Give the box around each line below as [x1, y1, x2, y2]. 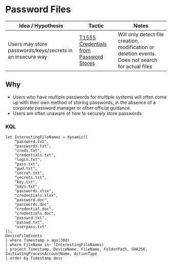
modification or [117, 44, 155, 51]
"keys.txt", [14, 184, 40, 189]
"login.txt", [14, 157, 42, 162]
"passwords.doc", [14, 202, 52, 207]
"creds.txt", [14, 148, 42, 153]
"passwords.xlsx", [14, 189, 54, 194]
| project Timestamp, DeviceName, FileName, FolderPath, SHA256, [5, 247, 147, 252]
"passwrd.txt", [14, 215, 47, 221]
